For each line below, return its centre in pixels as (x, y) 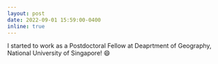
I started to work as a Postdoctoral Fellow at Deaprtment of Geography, (109, 46)
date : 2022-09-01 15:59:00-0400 (54, 20)
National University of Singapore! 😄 (59, 53)
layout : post (26, 13)
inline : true (26, 26)
